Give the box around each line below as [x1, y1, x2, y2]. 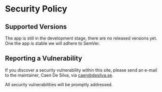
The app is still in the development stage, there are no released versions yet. [5, 35, 157, 41]
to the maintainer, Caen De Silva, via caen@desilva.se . [5, 72, 114, 78]
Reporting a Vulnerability [5, 54, 82, 63]
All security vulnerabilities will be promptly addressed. [5, 81, 113, 87]
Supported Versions [5, 23, 67, 31]
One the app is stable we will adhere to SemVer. [5, 40, 100, 46]
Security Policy [5, 3, 68, 14]
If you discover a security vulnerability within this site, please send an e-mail [5, 67, 157, 73]
